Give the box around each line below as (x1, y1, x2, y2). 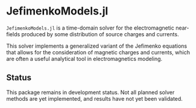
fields (6, 30, 21, 37)
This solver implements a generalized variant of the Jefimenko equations (6, 42, 188, 49)
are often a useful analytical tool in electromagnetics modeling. (6, 55, 163, 62)
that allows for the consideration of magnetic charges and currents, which (6, 48, 190, 56)
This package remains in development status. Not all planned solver (6, 89, 175, 96)
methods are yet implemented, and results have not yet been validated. (6, 95, 183, 102)
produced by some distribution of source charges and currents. (21, 30, 179, 37)
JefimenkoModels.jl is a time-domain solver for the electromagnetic (6, 24, 175, 31)
